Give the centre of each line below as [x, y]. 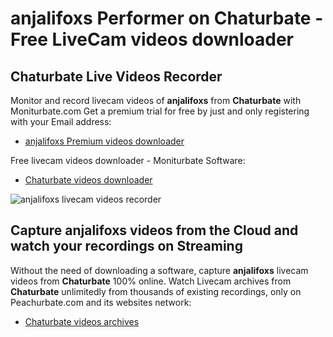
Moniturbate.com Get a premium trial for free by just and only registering [160, 111]
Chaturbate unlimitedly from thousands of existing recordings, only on [156, 291]
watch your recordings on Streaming [126, 246]
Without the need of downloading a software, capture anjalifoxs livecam [159, 270]
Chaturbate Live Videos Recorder [116, 76]
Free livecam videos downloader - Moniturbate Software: [128, 160]
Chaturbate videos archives [82, 321]
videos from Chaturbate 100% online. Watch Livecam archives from [151, 281]
